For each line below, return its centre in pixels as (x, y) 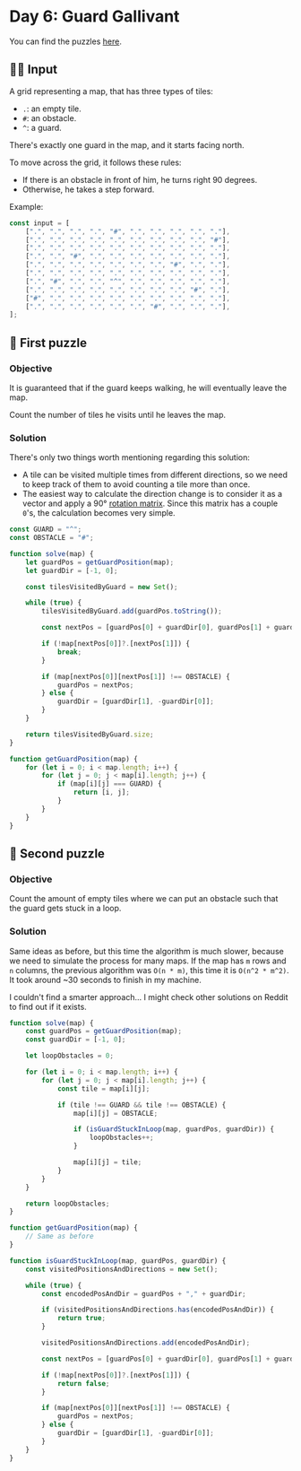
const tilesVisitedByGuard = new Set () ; (102, 587)
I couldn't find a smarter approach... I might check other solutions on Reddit (149, 997)
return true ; (81, 1319)
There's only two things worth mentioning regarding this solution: (130, 457)
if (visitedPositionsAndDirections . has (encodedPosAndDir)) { (158, 1310)
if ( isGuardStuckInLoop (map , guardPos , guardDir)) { (174, 1129)
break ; (69, 652)
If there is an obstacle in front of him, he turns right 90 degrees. (140, 179)
